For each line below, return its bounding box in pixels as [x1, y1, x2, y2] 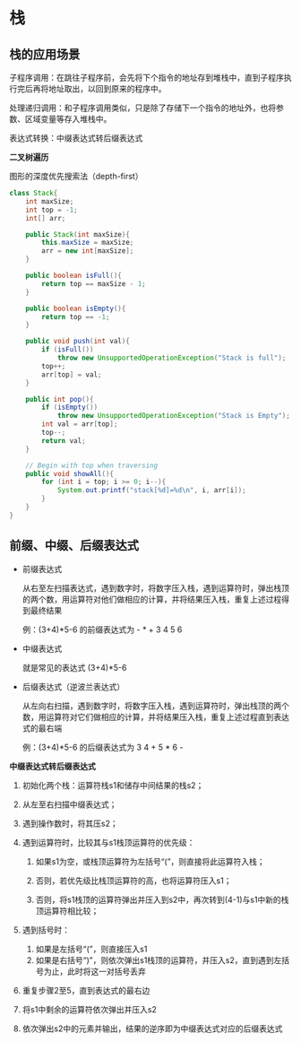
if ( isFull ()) [41, 345, 94, 354]
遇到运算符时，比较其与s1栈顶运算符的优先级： [21, 837, 195, 847]
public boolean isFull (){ [25, 271, 123, 280]
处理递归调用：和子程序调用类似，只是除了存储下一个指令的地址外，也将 [9, 102, 276, 113]
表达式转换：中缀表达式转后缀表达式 [9, 133, 143, 143]
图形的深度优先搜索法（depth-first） [9, 171, 143, 181]
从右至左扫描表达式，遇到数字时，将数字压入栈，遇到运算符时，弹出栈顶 [21, 582, 289, 593]
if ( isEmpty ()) [41, 403, 99, 412]
